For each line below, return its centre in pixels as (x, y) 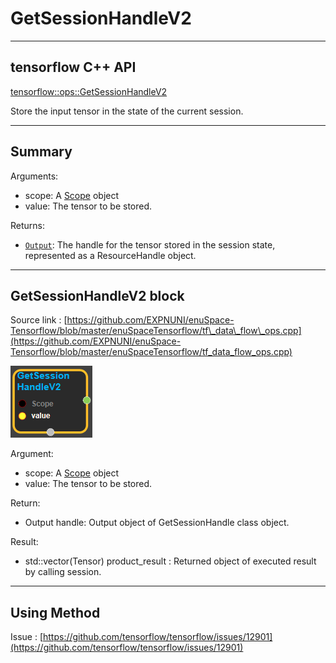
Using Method (55, 612)
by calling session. (63, 572)
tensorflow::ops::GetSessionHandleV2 (89, 91)
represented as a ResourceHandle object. (110, 255)
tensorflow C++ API (73, 67)
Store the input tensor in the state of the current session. (127, 111)
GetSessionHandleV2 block (97, 295)
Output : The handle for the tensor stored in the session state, (150, 244)
